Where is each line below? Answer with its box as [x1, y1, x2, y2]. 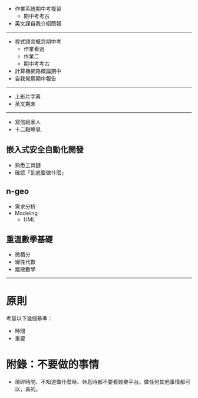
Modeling [14, 209, 38, 217]
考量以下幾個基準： [6, 315, 53, 322]
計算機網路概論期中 [14, 67, 62, 74]
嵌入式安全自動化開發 [6, 145, 84, 155]
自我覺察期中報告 [14, 75, 57, 81]
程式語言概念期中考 [14, 38, 62, 45]
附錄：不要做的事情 [6, 358, 100, 371]
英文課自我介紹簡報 [14, 20, 62, 27]
